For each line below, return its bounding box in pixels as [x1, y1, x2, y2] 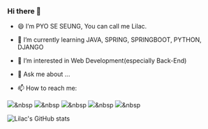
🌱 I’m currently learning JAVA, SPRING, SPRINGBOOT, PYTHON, [17, 36, 202, 44]
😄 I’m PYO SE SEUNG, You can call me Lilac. [17, 22, 147, 31]
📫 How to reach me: [17, 84, 77, 93]
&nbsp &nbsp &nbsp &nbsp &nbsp [14, 101, 141, 109]
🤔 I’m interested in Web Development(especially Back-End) [17, 56, 187, 65]
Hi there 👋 [7, 6, 42, 16]
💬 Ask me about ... [17, 70, 70, 79]
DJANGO [17, 43, 44, 52]
